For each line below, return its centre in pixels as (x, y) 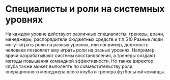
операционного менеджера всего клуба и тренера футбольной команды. (85, 71)
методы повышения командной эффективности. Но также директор (79, 61)
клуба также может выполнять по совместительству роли (69, 66)
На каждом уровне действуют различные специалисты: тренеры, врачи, (85, 34)
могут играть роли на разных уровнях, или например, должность (77, 44)
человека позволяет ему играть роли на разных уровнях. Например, (81, 50)
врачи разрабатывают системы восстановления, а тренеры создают (81, 55)
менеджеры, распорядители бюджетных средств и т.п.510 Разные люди (84, 39)
